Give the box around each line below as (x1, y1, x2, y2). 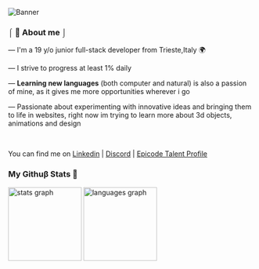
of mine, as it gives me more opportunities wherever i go (8, 87, 190, 96)
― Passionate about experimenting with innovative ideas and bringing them (8, 102, 252, 111)
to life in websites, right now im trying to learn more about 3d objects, (8, 111, 232, 120)
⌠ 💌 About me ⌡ (8, 27, 67, 38)
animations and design (8, 118, 81, 129)
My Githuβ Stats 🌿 (8, 169, 78, 180)
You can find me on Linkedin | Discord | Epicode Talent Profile (8, 149, 208, 158)
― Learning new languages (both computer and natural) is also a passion (8, 78, 247, 88)
